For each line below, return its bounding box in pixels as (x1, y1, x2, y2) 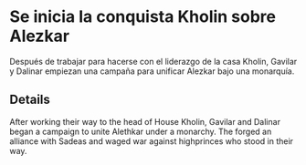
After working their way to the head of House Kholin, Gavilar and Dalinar (9, 116, 281, 127)
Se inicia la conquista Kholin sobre (9, 6, 277, 27)
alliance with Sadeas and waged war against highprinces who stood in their (9, 135, 294, 147)
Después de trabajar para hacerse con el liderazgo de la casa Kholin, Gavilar (9, 56, 298, 67)
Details (9, 92, 50, 108)
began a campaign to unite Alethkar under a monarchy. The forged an (9, 126, 272, 137)
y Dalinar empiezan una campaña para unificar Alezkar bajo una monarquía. (9, 66, 295, 77)
